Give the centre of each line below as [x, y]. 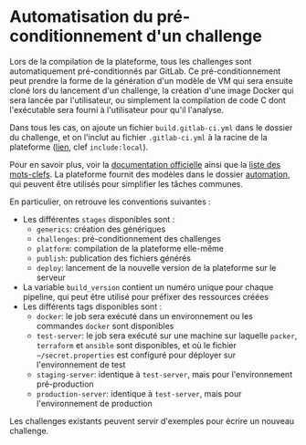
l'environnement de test [81, 364]
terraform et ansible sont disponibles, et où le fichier [137, 345]
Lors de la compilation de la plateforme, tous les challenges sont [131, 61]
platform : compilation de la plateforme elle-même [130, 248]
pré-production [65, 384]
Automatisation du [81, 17]
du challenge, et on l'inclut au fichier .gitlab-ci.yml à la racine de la [138, 137]
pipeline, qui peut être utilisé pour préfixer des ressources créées [146, 296]
